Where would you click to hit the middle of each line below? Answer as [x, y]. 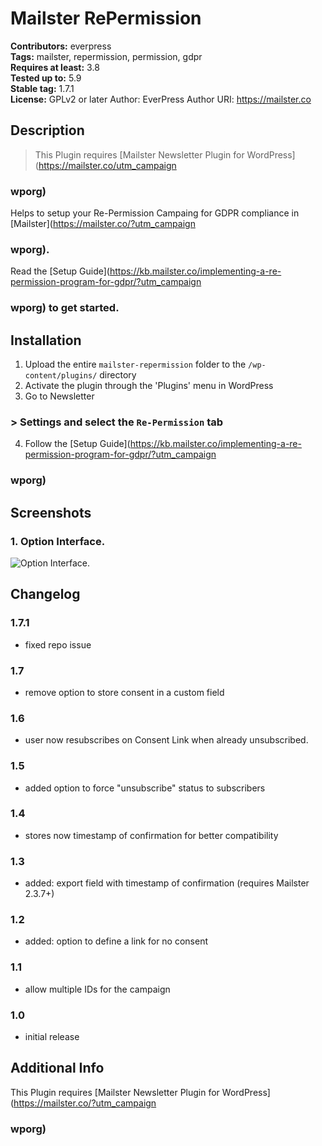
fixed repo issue [58, 644]
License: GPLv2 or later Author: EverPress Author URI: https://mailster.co [161, 99]
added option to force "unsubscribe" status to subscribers [145, 788]
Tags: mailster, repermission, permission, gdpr [106, 56]
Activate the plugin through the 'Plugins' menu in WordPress [149, 386]
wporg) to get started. [65, 308]
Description [47, 130]
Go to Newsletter [59, 396]
